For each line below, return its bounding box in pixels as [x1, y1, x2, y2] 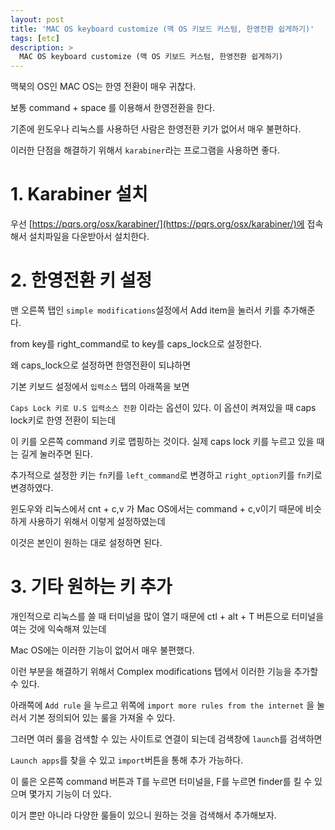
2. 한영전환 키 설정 [10, 269, 153, 292]
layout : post [10, 14, 65, 25]
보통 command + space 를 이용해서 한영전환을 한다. [10, 102, 215, 114]
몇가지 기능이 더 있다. [28, 787, 112, 800]
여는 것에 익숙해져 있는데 [10, 622, 107, 635]
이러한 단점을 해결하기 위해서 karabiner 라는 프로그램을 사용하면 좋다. [10, 144, 280, 156]
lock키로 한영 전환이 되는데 [10, 414, 117, 426]
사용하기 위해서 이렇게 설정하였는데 [28, 516, 166, 527]
